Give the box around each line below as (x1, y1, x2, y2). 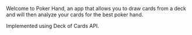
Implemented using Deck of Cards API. (6, 23, 99, 29)
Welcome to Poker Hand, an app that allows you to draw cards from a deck (6, 5, 187, 12)
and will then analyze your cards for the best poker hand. (6, 11, 144, 18)
